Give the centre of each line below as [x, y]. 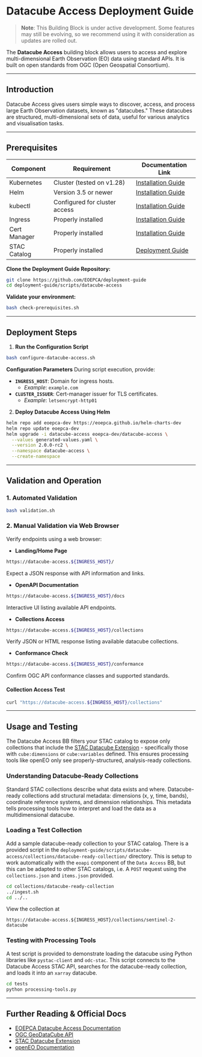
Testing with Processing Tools [51, 940]
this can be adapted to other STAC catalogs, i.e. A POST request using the [96, 869]
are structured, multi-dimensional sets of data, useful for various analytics [98, 117]
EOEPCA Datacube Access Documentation [68, 1028]
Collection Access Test [36, 689]
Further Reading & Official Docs [66, 1013]
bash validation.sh [31, 510]
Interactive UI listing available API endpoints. [61, 607]
